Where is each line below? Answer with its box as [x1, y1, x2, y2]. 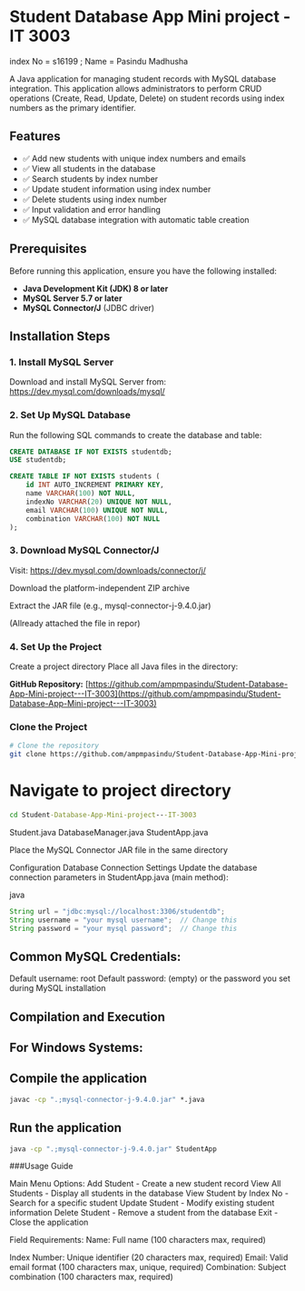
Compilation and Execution [9, 1009, 165, 1025]
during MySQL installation [9, 983, 106, 994]
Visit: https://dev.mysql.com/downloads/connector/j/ [9, 565, 207, 575]
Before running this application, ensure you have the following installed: [9, 265, 277, 276]
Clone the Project [9, 720, 88, 733]
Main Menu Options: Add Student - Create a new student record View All [9, 1178, 281, 1189]
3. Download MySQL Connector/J [9, 544, 160, 556]
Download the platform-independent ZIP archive [9, 582, 191, 593]
